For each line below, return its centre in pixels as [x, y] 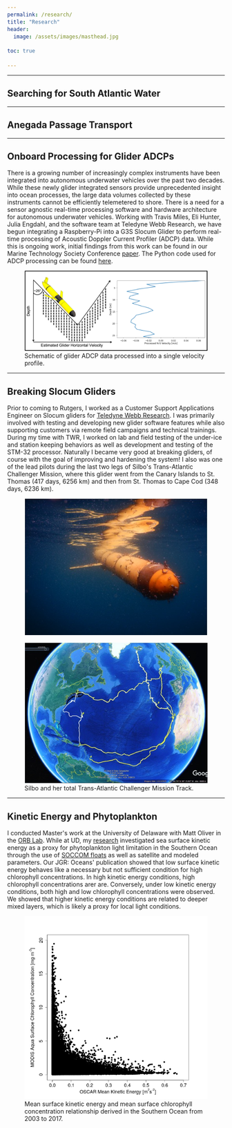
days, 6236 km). [30, 489]
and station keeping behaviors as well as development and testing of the [110, 445]
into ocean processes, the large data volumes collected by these [99, 195]
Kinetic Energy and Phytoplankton [82, 816]
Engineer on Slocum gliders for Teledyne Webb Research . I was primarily [111, 416]
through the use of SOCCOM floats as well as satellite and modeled [103, 855]
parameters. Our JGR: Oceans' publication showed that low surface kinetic [113, 862]
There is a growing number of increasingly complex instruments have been [114, 173]
